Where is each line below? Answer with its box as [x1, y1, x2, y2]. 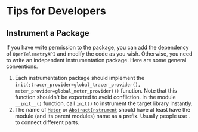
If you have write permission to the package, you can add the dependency [6, 44, 189, 51]
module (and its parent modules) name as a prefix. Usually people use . [14, 112, 191, 119]
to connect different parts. [14, 119, 79, 126]
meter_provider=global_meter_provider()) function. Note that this [14, 87, 177, 94]
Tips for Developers [6, 4, 106, 18]
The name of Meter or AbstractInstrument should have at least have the [14, 106, 191, 113]
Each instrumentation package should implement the [14, 75, 145, 81]
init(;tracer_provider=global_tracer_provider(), [14, 82, 141, 88]
